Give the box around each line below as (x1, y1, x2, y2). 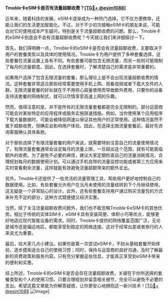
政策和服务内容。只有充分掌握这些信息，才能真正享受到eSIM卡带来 (22, 253, 160, 259)
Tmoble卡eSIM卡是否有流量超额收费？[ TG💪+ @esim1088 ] (5, 5, 126, 11)
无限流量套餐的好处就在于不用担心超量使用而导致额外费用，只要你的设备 (13, 87, 163, 93)
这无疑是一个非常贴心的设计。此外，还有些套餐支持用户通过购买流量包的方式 (5, 188, 163, 194)
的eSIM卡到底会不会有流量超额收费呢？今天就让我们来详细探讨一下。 (5, 35, 147, 40)
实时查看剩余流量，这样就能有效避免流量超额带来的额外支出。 (5, 165, 132, 171)
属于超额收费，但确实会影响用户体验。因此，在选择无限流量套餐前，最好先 (5, 123, 158, 128)
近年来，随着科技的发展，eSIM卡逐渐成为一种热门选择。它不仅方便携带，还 (5, 16, 160, 22)
